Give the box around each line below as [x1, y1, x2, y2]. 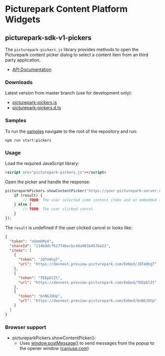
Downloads [5, 79, 33, 86]
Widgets [5, 14, 41, 25]
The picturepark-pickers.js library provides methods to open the [5, 47, 139, 52]
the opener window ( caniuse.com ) [19, 345, 89, 351]
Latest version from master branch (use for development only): [5, 90, 133, 96]
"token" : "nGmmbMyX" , [9, 239, 54, 244]
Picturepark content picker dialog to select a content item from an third [5, 52, 149, 58]
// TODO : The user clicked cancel [23, 207, 93, 212]
